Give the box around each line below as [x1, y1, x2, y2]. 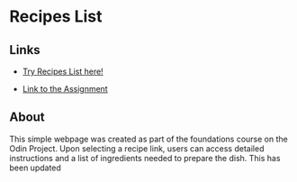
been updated [9, 162, 61, 173]
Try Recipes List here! [22, 66, 103, 77]
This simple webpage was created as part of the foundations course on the [9, 133, 288, 144]
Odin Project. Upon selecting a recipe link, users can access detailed [9, 142, 265, 154]
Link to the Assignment [22, 84, 108, 94]
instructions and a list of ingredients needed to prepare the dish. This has [9, 152, 281, 163]
